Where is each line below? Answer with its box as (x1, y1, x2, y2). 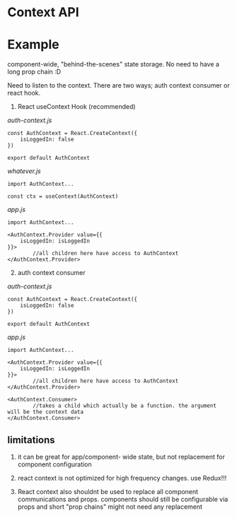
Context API (7, 4, 79, 20)
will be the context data (7, 408, 83, 416)
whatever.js (7, 167, 41, 175)
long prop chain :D (7, 68, 62, 76)
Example (7, 37, 59, 53)
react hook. (7, 89, 41, 98)
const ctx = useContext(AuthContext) (7, 193, 119, 200)
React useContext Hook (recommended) (17, 102, 136, 111)
